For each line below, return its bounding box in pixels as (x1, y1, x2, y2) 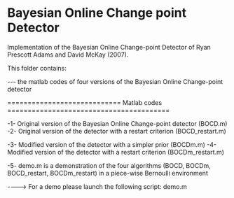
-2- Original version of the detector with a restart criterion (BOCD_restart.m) (7, 127, 226, 135)
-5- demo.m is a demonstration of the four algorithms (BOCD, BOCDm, (7, 161, 212, 169)
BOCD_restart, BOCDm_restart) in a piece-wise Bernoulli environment (7, 169, 208, 177)
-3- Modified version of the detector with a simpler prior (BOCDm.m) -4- (7, 140, 217, 148)
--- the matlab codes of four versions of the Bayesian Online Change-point (7, 77, 223, 85)
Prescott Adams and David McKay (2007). (7, 50, 129, 59)
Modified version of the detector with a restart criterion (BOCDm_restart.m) (7, 148, 224, 156)
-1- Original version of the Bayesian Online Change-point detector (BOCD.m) (7, 119, 228, 127)
